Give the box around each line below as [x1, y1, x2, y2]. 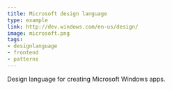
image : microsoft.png [7, 29, 70, 37]
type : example [7, 17, 49, 24]
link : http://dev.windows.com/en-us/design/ [7, 23, 139, 30]
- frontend [7, 50, 39, 57]
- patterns [7, 56, 39, 63]
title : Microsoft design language [7, 10, 108, 17]
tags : [7, 36, 23, 43]
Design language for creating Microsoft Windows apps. [7, 75, 166, 83]
